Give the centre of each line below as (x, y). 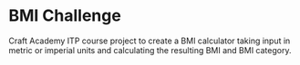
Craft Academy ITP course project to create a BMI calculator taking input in (150, 41)
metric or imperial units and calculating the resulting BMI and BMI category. (150, 50)
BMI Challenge (65, 16)
